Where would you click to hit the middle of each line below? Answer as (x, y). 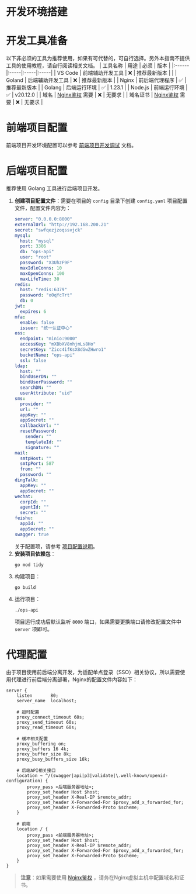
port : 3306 (33, 246)
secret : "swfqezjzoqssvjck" (48, 230)
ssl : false (33, 360)
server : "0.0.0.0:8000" (43, 219)
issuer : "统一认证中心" (46, 328)
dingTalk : (27, 480)
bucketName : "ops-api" (48, 355)
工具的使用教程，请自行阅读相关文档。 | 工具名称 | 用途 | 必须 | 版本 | (88, 65)
